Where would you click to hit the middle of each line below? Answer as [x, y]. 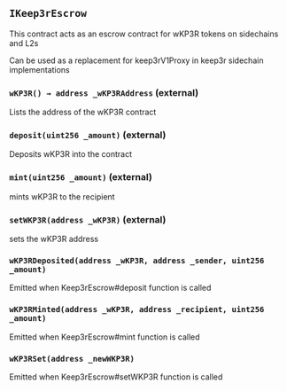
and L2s [24, 43]
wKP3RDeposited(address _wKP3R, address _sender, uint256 [137, 260]
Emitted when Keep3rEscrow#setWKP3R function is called [116, 377]
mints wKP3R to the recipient [62, 196]
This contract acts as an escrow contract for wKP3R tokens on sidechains [144, 34]
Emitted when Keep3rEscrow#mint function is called [105, 337]
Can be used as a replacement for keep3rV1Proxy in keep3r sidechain [136, 60]
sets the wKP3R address [54, 239]
